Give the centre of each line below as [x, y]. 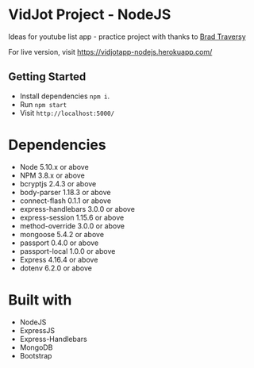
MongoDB [36, 347]
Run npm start [43, 104]
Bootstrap [36, 355]
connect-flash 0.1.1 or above [65, 201]
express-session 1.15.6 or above [72, 217]
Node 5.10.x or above [54, 167]
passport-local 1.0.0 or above [67, 251]
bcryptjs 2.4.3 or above [58, 183]
